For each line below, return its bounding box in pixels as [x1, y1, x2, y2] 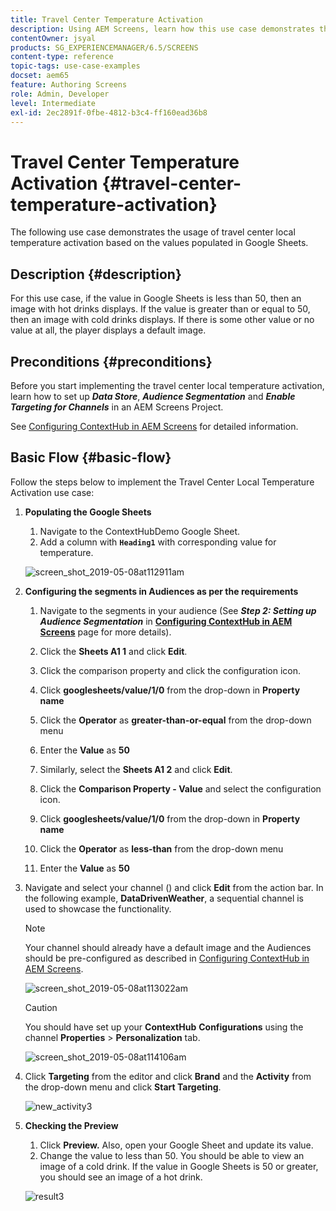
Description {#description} [10, 266, 182, 283]
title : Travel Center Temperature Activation [10, 14, 203, 25]
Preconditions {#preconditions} [10, 353, 213, 370]
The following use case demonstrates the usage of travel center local [10, 226, 296, 238]
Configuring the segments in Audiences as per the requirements [24, 585, 299, 597]
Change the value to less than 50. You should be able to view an [39, 1149, 305, 1161]
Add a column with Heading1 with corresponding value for [39, 536, 277, 548]
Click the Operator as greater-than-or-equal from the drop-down [39, 714, 312, 726]
